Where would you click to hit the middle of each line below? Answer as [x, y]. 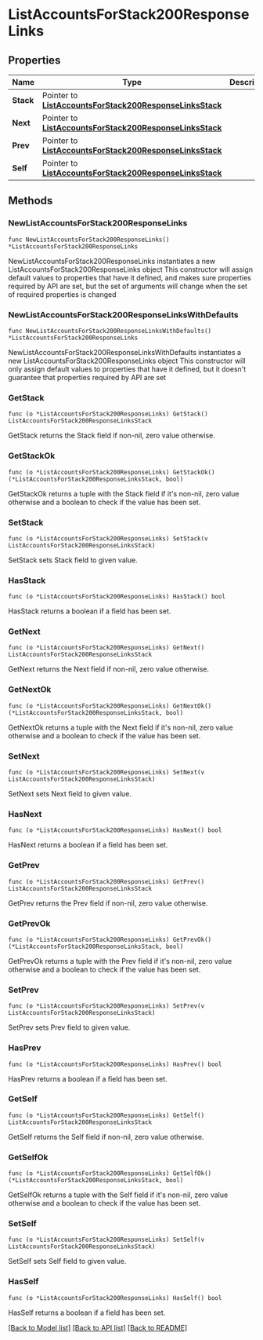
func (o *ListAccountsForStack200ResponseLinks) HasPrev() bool [115, 1064]
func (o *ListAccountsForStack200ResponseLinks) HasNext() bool [115, 830]
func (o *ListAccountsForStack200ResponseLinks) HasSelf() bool [115, 1298]
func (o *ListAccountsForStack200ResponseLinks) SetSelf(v [106, 1240]
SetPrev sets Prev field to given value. [69, 1027]
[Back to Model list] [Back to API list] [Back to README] [98, 1327]
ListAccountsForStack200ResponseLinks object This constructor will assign [130, 269]
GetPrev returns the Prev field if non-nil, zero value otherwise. [108, 903]
